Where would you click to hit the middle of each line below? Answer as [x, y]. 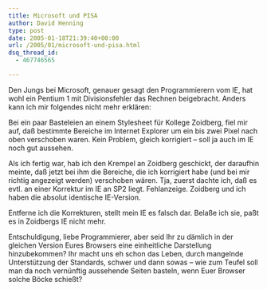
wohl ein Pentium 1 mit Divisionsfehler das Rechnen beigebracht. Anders [127, 98]
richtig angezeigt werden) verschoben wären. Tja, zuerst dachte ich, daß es [133, 180]
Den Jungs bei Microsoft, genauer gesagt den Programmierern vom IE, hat [131, 89]
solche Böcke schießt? [45, 279]
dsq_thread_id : [33, 53]
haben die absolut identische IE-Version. [75, 197]
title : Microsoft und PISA [53, 16]
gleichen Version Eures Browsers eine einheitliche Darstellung [110, 245]
